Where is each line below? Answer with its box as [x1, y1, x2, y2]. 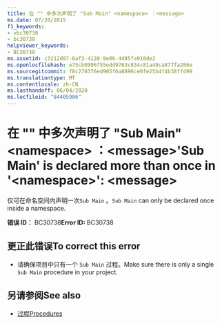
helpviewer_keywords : [7, 42, 70, 49]
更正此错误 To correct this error [7, 240, 141, 252]
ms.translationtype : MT [7, 74, 76, 82]
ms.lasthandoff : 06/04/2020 [7, 87, 88, 94]
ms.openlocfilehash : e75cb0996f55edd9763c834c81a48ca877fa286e [7, 61, 193, 68]
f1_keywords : [7, 23, 45, 30]
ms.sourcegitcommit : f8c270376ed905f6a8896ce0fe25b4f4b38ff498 [7, 68, 193, 75]
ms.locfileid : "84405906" [7, 94, 81, 101]
